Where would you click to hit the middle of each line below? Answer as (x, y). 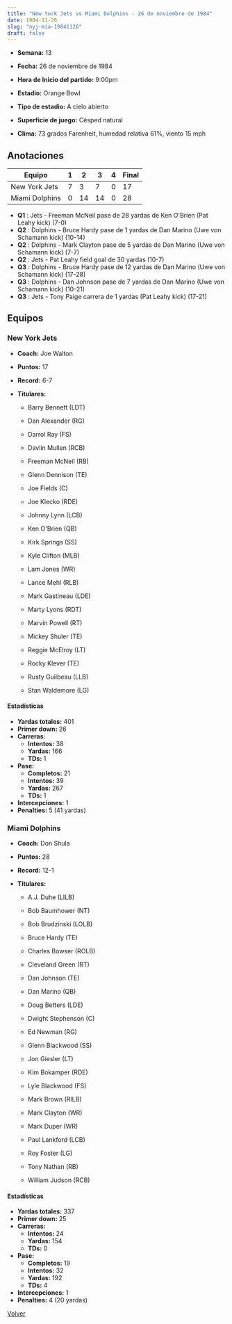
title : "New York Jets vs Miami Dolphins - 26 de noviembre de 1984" (110, 14)
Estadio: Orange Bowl (49, 93)
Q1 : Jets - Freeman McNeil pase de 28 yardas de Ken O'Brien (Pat (113, 216)
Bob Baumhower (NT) (59, 911)
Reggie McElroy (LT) (57, 649)
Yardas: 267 (45, 788)
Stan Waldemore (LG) (58, 690)
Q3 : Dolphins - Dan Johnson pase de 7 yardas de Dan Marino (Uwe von (121, 282)
